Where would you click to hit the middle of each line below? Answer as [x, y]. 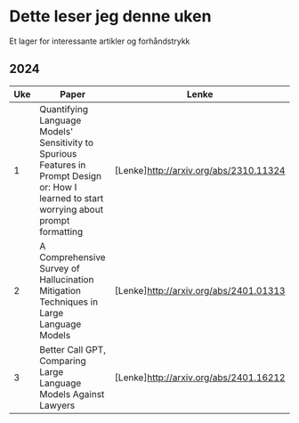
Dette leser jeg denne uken [110, 16]
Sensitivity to [67, 142]
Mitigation [61, 290]
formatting [61, 232]
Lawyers [57, 405]
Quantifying [64, 109]
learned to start [72, 198]
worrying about [72, 209]
